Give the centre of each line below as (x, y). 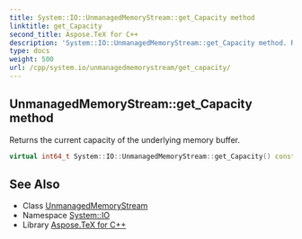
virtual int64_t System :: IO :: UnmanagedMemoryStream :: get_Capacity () (140, 156)
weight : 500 (31, 59)
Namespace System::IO (66, 216)
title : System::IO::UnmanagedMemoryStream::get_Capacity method (132, 18)
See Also (35, 184)
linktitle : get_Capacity (56, 26)
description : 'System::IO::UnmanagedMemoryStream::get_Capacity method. (148, 43)
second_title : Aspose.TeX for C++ (74, 34)
